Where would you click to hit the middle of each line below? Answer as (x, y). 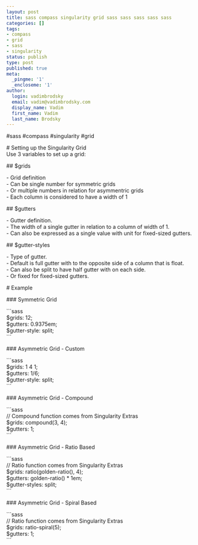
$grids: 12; (19, 318)
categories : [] (25, 23)
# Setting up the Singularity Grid (46, 148)
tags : (13, 29)
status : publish (27, 57)
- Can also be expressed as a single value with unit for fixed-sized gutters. (99, 233)
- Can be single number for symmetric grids (61, 184)
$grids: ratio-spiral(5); (34, 527)
